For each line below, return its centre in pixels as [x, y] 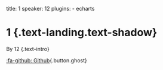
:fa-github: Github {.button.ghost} [47, 60]
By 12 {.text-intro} [28, 49]
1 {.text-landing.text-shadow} [82, 33]
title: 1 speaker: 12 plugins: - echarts [50, 9]
